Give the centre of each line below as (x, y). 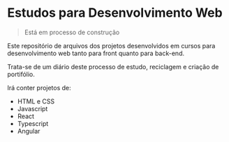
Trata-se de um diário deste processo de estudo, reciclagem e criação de (113, 66)
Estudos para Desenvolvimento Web (115, 13)
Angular (29, 131)
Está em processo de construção (72, 32)
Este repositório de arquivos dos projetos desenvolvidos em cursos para (111, 45)
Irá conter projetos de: (39, 87)
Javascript (32, 108)
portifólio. (21, 74)
